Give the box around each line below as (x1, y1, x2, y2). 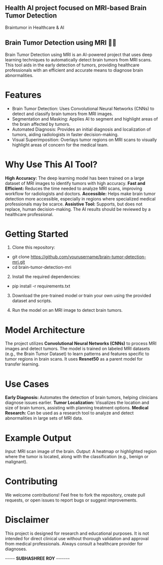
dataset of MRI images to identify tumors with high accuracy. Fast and (5, 180, 146, 186)
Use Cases (5, 378, 49, 389)
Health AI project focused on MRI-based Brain (5, 4, 147, 12)
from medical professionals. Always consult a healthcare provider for (5, 541, 143, 547)
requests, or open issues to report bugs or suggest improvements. (5, 497, 138, 503)
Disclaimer (5, 514, 49, 525)
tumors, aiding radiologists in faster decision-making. (12, 131, 119, 137)
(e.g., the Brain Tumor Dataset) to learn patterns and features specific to (5, 351, 149, 357)
